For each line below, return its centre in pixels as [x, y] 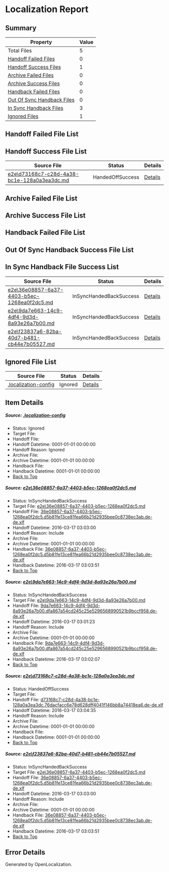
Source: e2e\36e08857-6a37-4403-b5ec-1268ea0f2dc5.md [71, 488]
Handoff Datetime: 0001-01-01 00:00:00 [54, 444]
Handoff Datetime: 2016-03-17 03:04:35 [54, 710]
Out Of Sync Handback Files [41, 100]
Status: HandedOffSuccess [41, 689]
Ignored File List [31, 362]
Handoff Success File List [46, 151]
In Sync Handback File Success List [62, 267]
